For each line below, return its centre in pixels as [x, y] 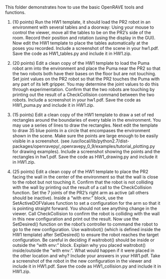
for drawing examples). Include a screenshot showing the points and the [86, 151]
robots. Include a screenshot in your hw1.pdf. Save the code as [77, 100]
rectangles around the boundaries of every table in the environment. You [86, 120]
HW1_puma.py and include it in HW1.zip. [53, 105]
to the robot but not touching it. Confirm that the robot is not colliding [83, 182]
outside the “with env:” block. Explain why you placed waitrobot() [79, 245]
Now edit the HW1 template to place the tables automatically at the [80, 43]
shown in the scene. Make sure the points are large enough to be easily [85, 136]
